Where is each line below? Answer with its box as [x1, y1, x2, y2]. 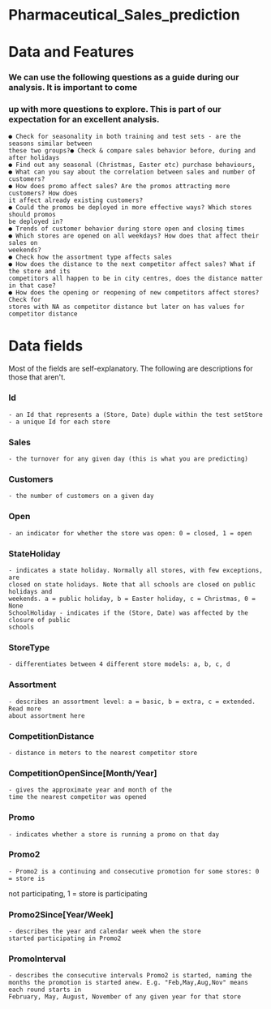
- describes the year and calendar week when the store [8, 927, 201, 936]
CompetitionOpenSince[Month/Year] [8, 767, 157, 779]
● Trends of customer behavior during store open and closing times [8, 225, 245, 233]
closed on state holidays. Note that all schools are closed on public [8, 581, 256, 589]
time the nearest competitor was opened [8, 793, 148, 801]
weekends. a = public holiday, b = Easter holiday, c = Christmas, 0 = [8, 595, 256, 603]
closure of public [8, 616, 71, 625]
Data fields [8, 337, 84, 354]
